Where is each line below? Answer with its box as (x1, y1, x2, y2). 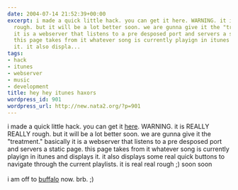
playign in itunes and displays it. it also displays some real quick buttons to (7, 152, 225, 160)
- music (7, 76, 30, 84)
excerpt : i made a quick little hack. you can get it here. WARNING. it (7, 17, 227, 24)
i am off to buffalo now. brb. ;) (7, 174, 94, 183)
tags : (7, 50, 23, 57)
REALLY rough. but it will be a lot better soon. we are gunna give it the (7, 129, 211, 138)
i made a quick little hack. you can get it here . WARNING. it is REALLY (7, 122, 210, 130)
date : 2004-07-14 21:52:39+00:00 (7, 10, 106, 18)
